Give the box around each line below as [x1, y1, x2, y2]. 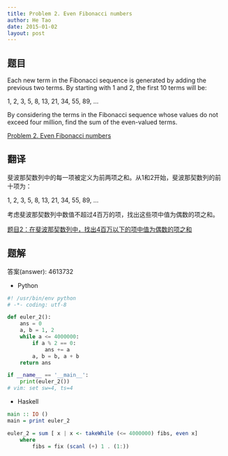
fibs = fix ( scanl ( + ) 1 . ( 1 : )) [32, 443, 130, 450]
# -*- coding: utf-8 [7, 301, 68, 308]
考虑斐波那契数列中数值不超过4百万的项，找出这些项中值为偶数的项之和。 [7, 210, 220, 218]
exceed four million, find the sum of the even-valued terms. [7, 118, 178, 126]
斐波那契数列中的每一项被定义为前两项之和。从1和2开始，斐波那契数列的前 [7, 173, 222, 181]
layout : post [7, 29, 45, 37]
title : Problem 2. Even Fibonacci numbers [7, 10, 132, 17]
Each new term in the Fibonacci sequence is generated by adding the [7, 76, 207, 84]
